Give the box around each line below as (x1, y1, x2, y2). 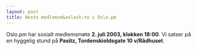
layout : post (6, 8, 39, 15)
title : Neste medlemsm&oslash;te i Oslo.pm (6, 14, 117, 20)
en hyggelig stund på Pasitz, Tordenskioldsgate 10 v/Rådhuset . (6, 37, 165, 44)
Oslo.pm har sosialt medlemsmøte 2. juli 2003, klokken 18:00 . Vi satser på (6, 30, 192, 37)
